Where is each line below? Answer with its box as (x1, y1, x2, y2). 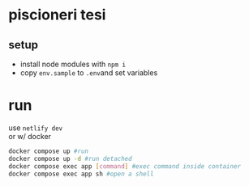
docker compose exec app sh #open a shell (8, 170, 154, 178)
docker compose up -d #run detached (8, 154, 132, 163)
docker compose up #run (8, 147, 89, 155)
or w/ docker (8, 131, 51, 141)
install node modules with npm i (19, 59, 127, 69)
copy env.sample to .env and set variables (19, 68, 158, 78)
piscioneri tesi (8, 6, 106, 24)
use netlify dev (8, 123, 63, 133)
